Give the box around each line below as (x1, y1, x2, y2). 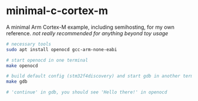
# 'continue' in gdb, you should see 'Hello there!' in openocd (6, 89, 167, 95)
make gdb (6, 79, 28, 85)
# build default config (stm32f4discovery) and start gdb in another (6, 73, 181, 79)
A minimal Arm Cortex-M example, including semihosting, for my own (6, 23, 175, 31)
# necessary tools (6, 41, 51, 47)
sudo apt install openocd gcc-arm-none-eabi (6, 46, 117, 52)
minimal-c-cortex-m (6, 4, 108, 18)
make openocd (6, 63, 38, 69)
